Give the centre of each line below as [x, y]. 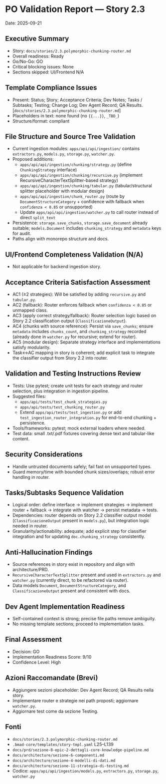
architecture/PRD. [30, 570]
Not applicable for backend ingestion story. [57, 267]
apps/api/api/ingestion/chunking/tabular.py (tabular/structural [86, 186]
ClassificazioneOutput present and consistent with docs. [71, 591]
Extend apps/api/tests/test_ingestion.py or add [71, 412]
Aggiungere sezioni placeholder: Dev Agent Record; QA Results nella [83, 690]
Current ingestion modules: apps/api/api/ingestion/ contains [76, 149]
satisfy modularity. [31, 347]
